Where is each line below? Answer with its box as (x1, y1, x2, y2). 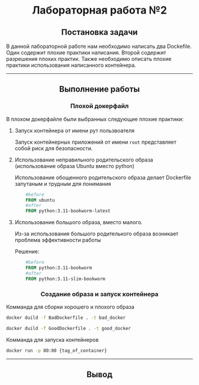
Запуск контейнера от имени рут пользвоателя (14, 127, 135, 134)
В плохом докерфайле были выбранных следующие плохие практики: (6, 115, 184, 122)
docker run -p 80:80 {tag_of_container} (6, 347, 108, 354)
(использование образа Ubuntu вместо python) (14, 162, 135, 169)
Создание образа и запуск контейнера (40, 290, 159, 298)
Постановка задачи (61, 27, 138, 37)
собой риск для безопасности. (14, 144, 93, 151)
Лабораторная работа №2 (31, 4, 168, 17)
